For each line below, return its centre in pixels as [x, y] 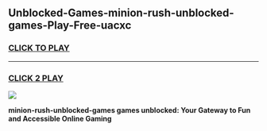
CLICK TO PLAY [39, 48]
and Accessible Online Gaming [60, 118]
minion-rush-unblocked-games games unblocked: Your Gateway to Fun [130, 110]
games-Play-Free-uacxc [70, 26]
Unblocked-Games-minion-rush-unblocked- [121, 13]
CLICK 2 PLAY [36, 78]
